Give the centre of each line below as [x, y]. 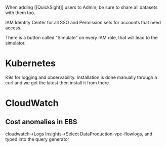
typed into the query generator [37, 139]
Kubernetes [31, 63]
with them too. [20, 13]
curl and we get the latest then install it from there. [58, 82]
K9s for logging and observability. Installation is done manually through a [81, 77]
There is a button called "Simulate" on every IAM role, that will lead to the [81, 38]
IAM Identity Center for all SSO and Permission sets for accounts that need [83, 22]
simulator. [15, 43]
